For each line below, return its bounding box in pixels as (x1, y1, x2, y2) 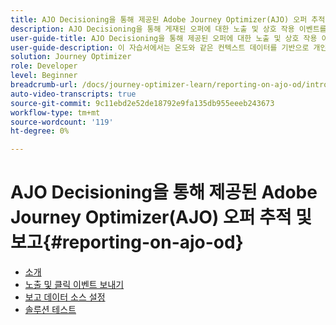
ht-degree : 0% (10, 126, 70, 136)
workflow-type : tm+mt (10, 107, 101, 118)
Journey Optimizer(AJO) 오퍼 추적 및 (10, 206, 313, 229)
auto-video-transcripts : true (10, 89, 137, 99)
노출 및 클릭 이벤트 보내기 (24, 279, 125, 291)
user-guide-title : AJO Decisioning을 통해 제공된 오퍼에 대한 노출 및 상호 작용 (10, 33, 318, 43)
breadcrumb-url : (10, 80, 78, 90)
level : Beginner (10, 71, 78, 81)
